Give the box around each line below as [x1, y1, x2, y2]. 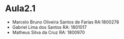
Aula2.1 [5, 3, 36, 14]
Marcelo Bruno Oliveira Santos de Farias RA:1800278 [12, 19, 119, 25]
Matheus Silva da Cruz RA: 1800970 [12, 29, 85, 35]
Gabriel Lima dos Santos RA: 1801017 [12, 24, 87, 30]
